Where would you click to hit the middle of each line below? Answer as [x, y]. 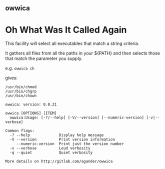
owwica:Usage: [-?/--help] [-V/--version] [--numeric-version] [77, 118]
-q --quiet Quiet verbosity [51, 153]
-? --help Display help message [57, 135]
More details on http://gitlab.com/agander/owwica [59, 161]
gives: [11, 78]
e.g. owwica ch [20, 68]
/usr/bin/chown [21, 96]
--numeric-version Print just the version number [70, 144]
